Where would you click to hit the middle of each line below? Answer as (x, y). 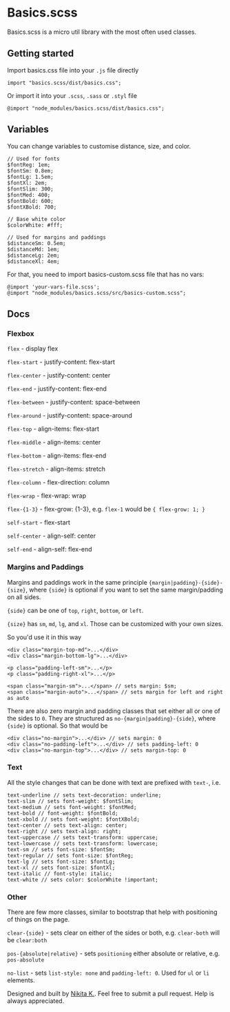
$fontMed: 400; (29, 195)
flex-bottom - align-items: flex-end (57, 456)
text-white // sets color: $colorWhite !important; (83, 879)
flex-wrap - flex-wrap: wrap (47, 496)
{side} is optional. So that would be (57, 726)
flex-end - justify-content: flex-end (57, 389)
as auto (18, 698)
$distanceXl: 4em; (33, 261)
